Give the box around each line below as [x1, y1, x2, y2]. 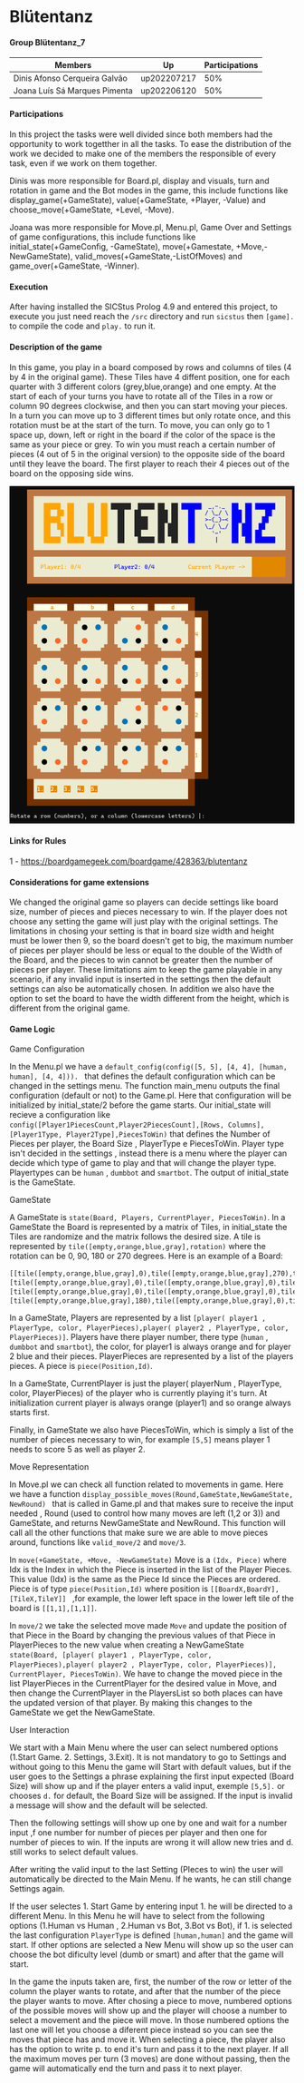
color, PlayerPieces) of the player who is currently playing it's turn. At [9, 1388, 268, 1399]
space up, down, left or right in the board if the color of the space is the [9, 429, 276, 440]
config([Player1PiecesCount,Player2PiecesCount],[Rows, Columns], [9, 1120, 265, 1130]
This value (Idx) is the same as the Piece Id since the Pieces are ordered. [9, 1574, 280, 1585]
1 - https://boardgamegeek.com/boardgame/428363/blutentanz [9, 856, 248, 866]
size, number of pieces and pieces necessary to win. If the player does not [9, 906, 288, 917]
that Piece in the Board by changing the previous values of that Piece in [9, 1630, 276, 1641]
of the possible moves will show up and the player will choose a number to [9, 2005, 288, 2016]
